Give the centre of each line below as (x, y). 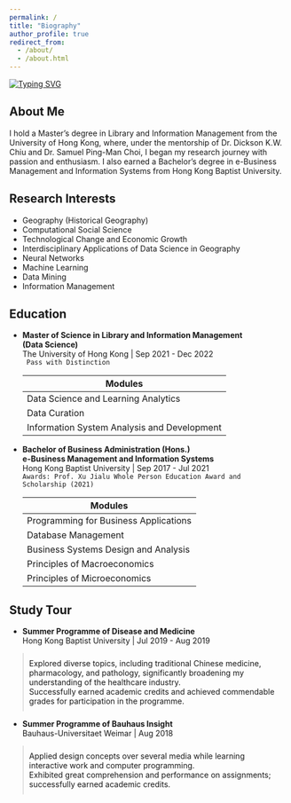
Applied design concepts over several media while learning (137, 756)
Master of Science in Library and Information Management (132, 335)
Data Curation (55, 413)
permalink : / (33, 17)
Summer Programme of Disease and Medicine (108, 632)
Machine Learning (55, 267)
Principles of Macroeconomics (90, 564)
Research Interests (63, 199)
